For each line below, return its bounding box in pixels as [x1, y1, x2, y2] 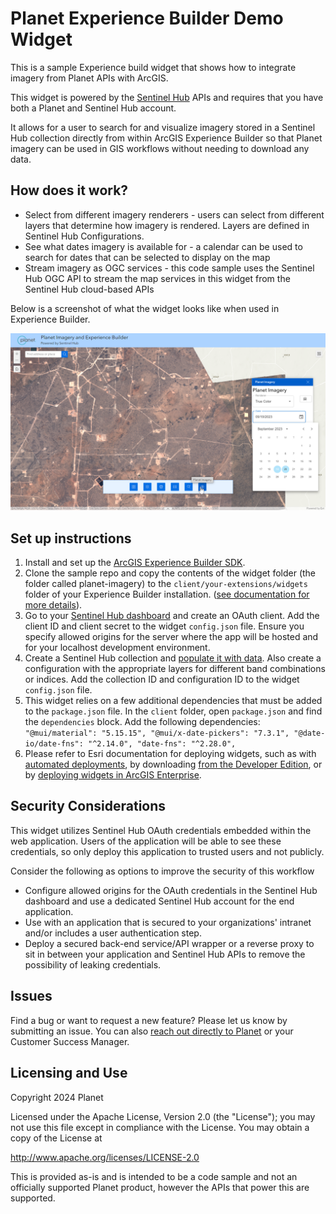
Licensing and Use [10, 1065, 128, 1082]
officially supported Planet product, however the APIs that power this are [10, 1181, 310, 1193]
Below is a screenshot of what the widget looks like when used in [10, 302, 280, 314]
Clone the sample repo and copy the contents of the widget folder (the [24, 567, 317, 579]
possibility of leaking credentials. [24, 958, 162, 971]
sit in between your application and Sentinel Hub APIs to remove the [24, 948, 306, 960]
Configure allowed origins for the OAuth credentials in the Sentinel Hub [24, 884, 318, 896]
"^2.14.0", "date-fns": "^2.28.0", [88, 739, 237, 749]
